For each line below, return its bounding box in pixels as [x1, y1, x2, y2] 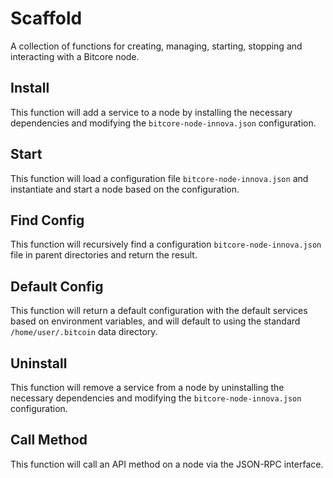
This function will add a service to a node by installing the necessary [10, 106, 293, 118]
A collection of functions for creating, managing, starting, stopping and [10, 40, 303, 52]
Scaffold [10, 7, 83, 30]
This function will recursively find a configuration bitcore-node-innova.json [10, 238, 322, 251]
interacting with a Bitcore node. [10, 50, 140, 62]
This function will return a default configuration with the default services [10, 305, 308, 317]
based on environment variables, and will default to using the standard [10, 315, 301, 327]
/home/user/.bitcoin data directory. [10, 326, 158, 338]
